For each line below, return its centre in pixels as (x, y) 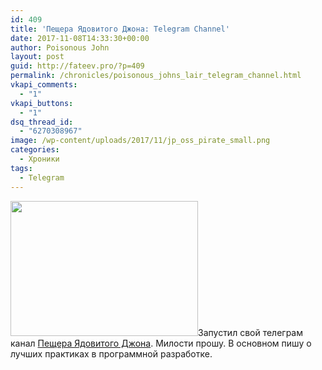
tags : (21, 168)
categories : (35, 150)
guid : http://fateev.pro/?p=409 (77, 66)
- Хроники (39, 159)
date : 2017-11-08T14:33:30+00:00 (80, 38)
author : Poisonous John (60, 47)
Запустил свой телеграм (250, 332)
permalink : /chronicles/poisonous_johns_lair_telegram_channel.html (156, 76)
